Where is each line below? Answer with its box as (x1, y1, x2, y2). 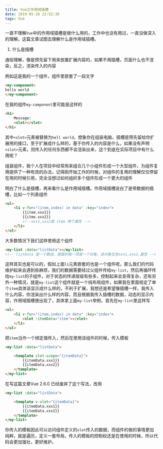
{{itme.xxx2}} (22, 215, 51, 219)
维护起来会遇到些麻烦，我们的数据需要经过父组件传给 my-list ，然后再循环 (5, 267, 152, 273)
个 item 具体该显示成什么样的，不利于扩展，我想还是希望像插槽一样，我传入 (5, 286, 154, 291)
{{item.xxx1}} (22, 210, 51, 215)
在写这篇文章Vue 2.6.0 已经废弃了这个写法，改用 (5, 381, 102, 387)
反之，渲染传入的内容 (13, 63, 56, 69)
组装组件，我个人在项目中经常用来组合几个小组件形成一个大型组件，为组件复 (5, 162, 158, 168)
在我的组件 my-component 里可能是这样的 (5, 102, 82, 107)
